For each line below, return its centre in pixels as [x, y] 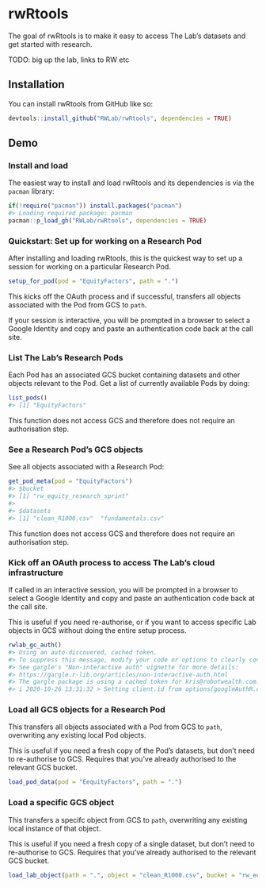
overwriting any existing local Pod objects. [77, 735]
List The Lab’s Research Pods [66, 358]
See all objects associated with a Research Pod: [86, 467]
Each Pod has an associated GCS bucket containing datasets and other [124, 375]
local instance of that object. [55, 828]
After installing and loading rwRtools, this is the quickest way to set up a [125, 258]
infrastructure [36, 573]
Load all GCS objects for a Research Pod [87, 710]
